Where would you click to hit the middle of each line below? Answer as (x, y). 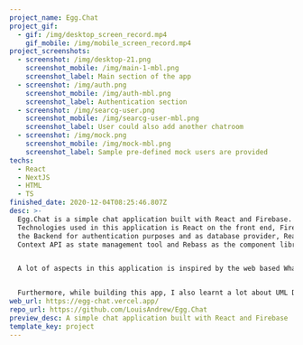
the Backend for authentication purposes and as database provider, (149, 236)
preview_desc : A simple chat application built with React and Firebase (149, 318)
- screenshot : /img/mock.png (72, 135)
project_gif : (34, 26)
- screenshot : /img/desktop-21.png (84, 60)
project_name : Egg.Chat (54, 18)
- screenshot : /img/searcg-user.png (86, 110)
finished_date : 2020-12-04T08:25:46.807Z (88, 203)
